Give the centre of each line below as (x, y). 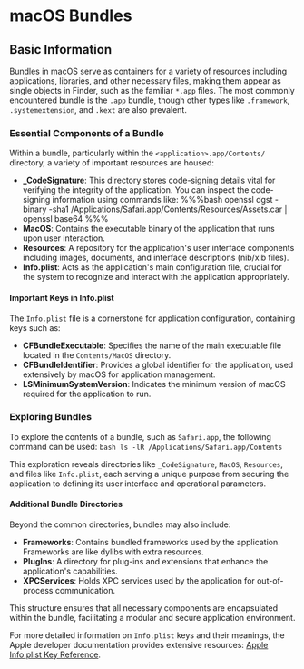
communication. (85, 590)
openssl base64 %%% (65, 219)
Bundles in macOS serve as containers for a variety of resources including (148, 71)
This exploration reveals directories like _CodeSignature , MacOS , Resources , (147, 464)
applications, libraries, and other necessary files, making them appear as (145, 81)
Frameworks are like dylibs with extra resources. (113, 552)
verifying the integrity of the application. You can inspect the (136, 190)
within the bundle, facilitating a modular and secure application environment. (152, 618)
